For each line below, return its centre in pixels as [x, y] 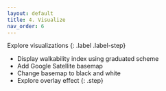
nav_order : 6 [26, 26]
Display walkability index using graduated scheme [88, 59]
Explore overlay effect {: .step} [60, 81]
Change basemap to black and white [69, 73]
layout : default [30, 13]
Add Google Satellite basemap [60, 66]
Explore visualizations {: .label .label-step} [67, 46]
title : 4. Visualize [37, 20]
